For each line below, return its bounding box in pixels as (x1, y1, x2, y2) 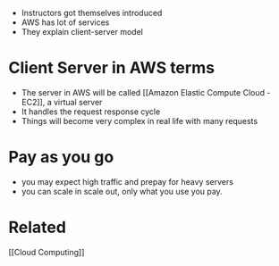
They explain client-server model (21, 27, 144, 37)
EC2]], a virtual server (21, 96, 103, 107)
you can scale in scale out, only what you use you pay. (21, 186, 223, 196)
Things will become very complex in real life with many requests (21, 115, 258, 126)
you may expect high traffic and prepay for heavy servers (21, 176, 234, 187)
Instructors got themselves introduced (21, 8, 163, 18)
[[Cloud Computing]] (8, 246, 85, 257)
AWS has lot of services (21, 17, 110, 28)
